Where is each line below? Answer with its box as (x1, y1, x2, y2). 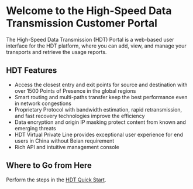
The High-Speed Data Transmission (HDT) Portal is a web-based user (6, 36, 174, 43)
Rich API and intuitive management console (14, 143, 120, 150)
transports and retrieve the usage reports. (6, 48, 107, 55)
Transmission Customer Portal (6, 16, 158, 30)
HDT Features (6, 66, 57, 76)
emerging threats (14, 124, 57, 131)
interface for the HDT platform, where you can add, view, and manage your (6, 42, 187, 49)
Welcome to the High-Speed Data (6, 4, 172, 18)
